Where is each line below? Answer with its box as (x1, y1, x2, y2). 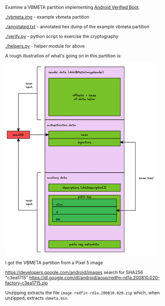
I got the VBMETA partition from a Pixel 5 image (5, 260, 103, 265)
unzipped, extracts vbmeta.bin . (5, 295, 69, 301)
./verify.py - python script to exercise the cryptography (5, 34, 118, 39)
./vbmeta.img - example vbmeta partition (5, 14, 89, 20)
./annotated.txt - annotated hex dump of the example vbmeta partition (5, 24, 149, 30)
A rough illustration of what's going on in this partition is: (5, 53, 121, 59)
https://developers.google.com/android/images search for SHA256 (5, 269, 143, 275)
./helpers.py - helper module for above (5, 43, 85, 49)
